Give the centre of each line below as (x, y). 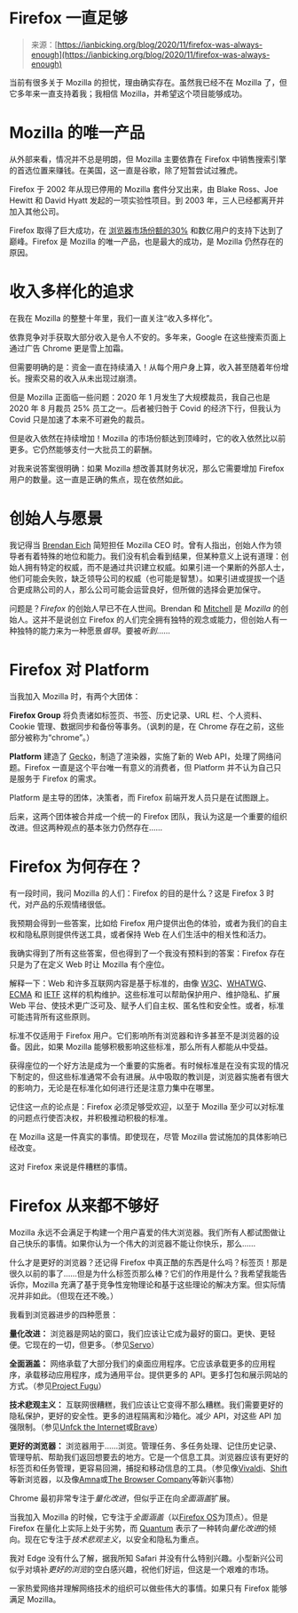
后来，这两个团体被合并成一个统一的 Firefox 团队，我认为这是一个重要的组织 (149, 816)
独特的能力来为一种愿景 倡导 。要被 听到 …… (94, 630)
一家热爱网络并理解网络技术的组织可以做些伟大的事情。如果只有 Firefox (140, 1588)
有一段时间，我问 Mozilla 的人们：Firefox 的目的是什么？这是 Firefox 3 (137, 893)
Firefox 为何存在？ (76, 866)
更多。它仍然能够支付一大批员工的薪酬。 (83, 449)
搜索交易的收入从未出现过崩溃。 (83, 378)
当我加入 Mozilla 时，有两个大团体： (75, 696)
